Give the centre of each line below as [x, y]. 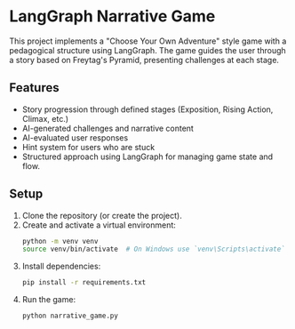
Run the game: [49, 300]
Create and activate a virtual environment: [99, 225]
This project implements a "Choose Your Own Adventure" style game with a [148, 41]
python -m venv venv [60, 241]
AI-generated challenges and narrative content [108, 128]
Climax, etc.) [45, 118]
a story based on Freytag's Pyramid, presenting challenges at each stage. [144, 60]
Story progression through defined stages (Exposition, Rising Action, [147, 109]
